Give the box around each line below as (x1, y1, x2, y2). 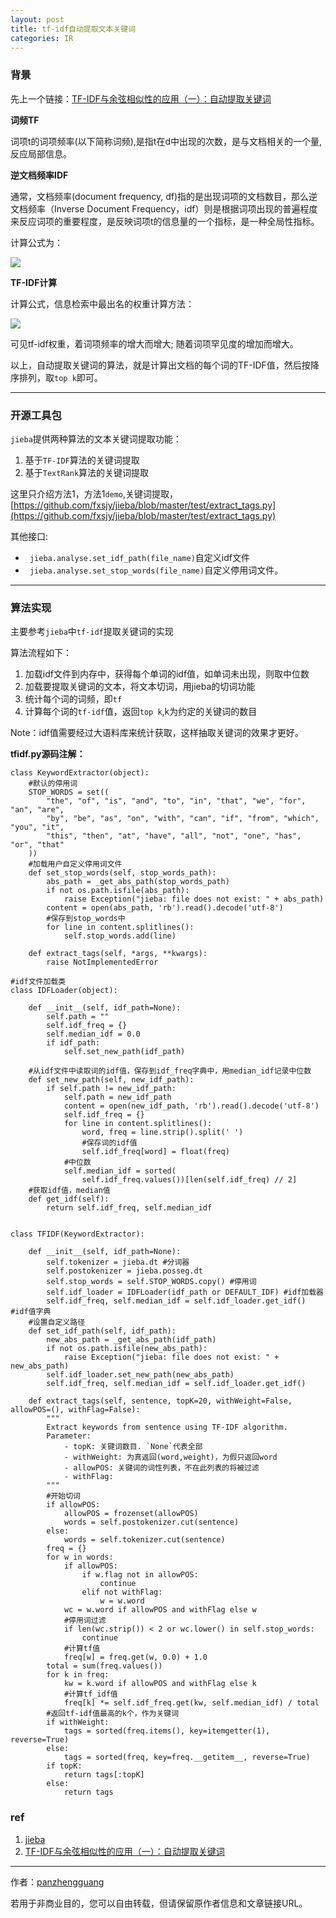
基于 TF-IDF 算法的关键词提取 (24, 454, 140, 466)
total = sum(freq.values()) (46, 1661, 163, 1671)
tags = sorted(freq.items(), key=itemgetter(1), (63, 1726, 271, 1736)
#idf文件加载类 (10, 977, 67, 987)
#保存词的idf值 (81, 1138, 138, 1148)
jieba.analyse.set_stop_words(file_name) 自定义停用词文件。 (29, 564, 284, 576)
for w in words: (46, 1552, 114, 1563)
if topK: (46, 1761, 83, 1771)
